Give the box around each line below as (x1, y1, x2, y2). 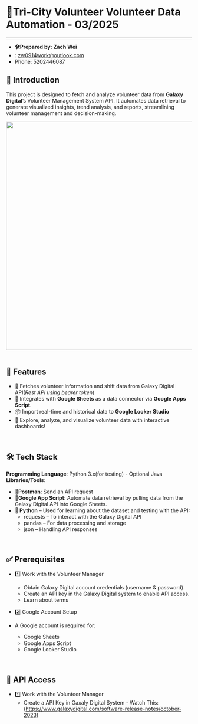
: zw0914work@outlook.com (14, 51, 84, 58)
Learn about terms (23, 597, 69, 604)
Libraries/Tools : (6, 477, 46, 484)
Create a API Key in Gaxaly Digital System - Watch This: (23, 699, 159, 706)
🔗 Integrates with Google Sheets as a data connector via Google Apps (14, 395, 187, 402)
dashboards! (14, 422, 45, 430)
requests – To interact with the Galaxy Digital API (23, 513, 142, 520)
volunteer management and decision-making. (6, 109, 117, 117)
